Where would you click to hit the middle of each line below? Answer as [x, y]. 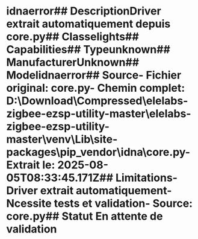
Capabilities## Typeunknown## [88, 50]
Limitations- [146, 178]
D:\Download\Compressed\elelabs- [97, 101]
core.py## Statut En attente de [85, 216]
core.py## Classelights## [73, 37]
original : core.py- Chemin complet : [96, 88]
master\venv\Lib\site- [62, 139]
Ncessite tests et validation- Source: [100, 204]
